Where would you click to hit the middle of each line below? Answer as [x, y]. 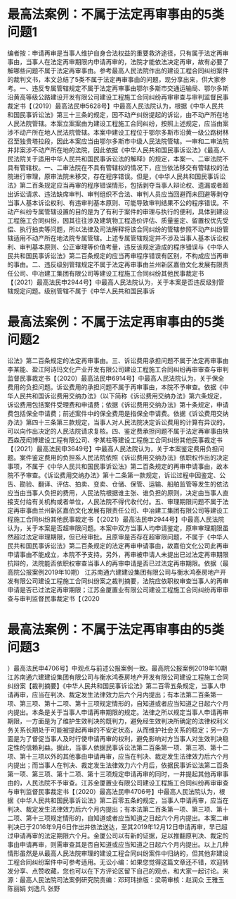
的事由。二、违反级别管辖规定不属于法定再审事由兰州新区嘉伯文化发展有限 [115, 264]
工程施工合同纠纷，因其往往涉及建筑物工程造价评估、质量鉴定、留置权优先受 [118, 220]
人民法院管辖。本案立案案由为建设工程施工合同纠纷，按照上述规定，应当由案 [118, 123]
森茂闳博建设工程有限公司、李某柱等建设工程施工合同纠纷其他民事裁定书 [118, 440]
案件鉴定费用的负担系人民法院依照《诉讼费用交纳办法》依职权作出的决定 [124, 457]
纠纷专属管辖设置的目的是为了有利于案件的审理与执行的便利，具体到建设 [124, 212]
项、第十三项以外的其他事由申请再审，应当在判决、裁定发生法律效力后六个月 [118, 756]
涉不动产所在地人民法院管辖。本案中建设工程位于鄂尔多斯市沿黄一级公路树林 [118, 132]
